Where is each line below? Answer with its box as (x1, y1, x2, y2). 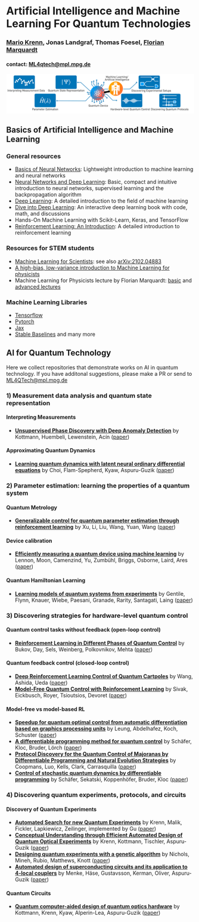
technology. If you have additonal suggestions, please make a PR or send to (6, 370, 192, 377)
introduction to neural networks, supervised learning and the (14, 185, 164, 192)
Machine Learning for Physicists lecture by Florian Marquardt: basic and (14, 277, 192, 284)
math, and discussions (14, 210, 70, 218)
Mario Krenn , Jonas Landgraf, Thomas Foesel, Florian (6, 38, 164, 47)
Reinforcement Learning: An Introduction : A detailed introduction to (14, 223, 180, 230)
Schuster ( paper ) (14, 731, 57, 739)
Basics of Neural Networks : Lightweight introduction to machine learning (14, 166, 194, 173)
